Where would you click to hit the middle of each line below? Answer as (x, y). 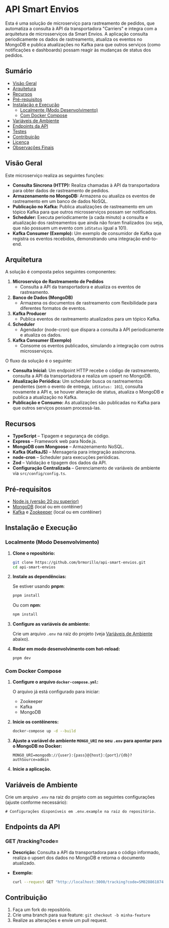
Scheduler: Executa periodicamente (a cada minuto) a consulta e (80, 217)
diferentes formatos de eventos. (53, 308)
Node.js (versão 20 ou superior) (46, 501)
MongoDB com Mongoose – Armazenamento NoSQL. (68, 447)
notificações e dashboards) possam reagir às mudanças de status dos (78, 50)
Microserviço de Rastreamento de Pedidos (58, 282)
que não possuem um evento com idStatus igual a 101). (70, 228)
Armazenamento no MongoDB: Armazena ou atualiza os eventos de (84, 196)
